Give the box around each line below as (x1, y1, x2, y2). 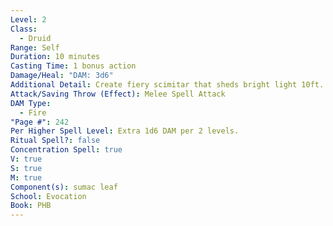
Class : (10, 24, 38, 34)
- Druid (19, 33, 52, 43)
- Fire (19, 107, 47, 118)
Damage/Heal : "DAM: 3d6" (10, 71, 114, 81)
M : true (10, 172, 43, 183)
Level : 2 (10, 14, 47, 25)
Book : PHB (10, 201, 52, 211)
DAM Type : (10, 98, 52, 108)
